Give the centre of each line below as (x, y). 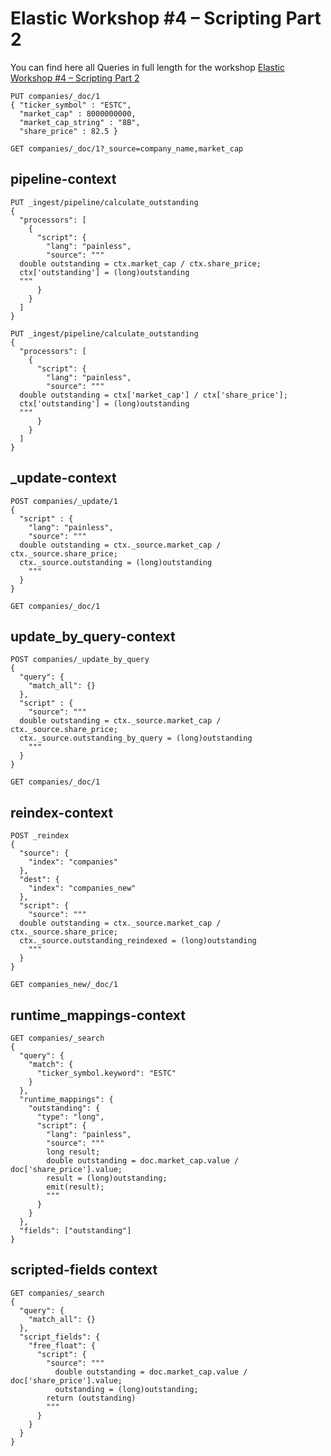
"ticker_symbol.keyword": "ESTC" (106, 1073)
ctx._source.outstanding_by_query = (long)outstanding (136, 738)
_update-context (63, 478)
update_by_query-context (93, 636)
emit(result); (75, 1187)
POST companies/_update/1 (64, 501)
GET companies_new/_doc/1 (64, 985)
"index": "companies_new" (82, 888)
